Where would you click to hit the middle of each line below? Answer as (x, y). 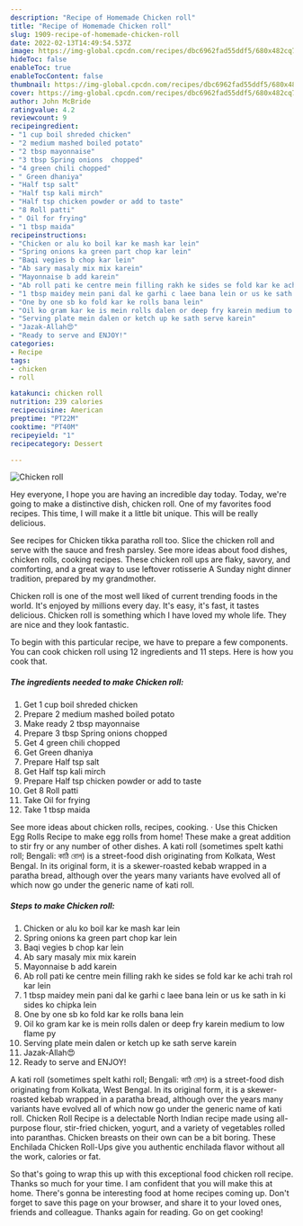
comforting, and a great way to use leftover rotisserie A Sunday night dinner (151, 569)
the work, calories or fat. (56, 1157)
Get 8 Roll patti (51, 791)
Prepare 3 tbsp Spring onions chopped (95, 733)
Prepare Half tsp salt (61, 762)
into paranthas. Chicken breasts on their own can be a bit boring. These (143, 1138)
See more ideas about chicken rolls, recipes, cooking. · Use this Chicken (144, 828)
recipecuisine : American (57, 410)
